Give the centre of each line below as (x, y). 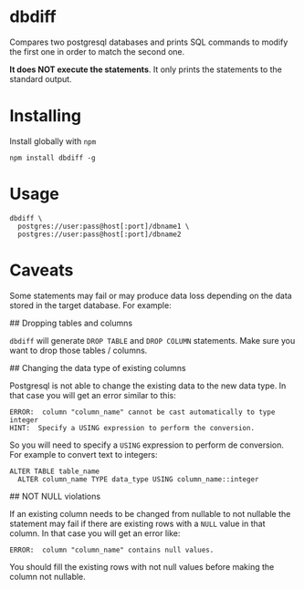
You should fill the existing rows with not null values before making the (142, 566)
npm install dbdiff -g (52, 158)
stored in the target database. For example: (90, 305)
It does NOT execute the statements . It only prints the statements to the (146, 69)
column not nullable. (48, 576)
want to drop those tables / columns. (79, 350)
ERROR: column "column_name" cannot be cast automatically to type (142, 412)
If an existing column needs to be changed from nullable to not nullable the (150, 513)
